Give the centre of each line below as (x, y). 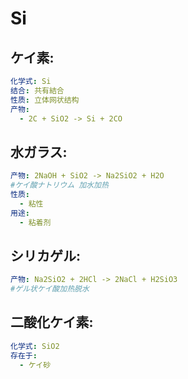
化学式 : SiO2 (35, 346)
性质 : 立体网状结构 (45, 100)
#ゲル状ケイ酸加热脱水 (50, 289)
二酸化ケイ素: (52, 322)
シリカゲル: (46, 255)
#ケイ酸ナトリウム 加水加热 (59, 185)
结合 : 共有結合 (37, 90)
